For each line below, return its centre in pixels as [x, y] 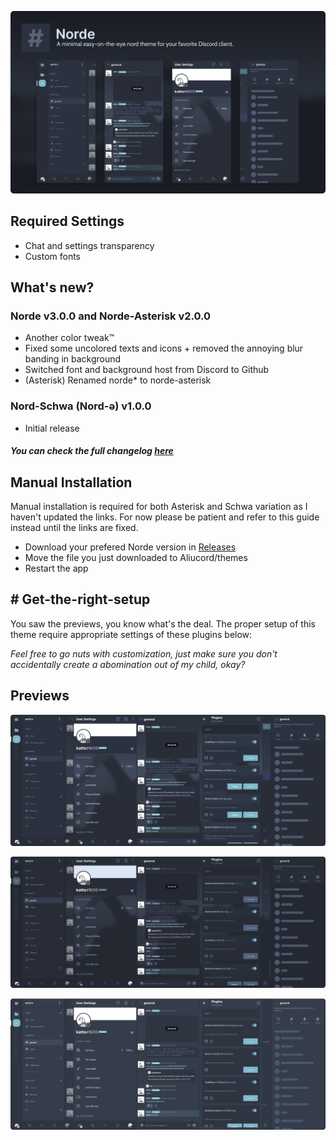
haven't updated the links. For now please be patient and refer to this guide [165, 517]
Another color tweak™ [69, 338]
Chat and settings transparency [89, 245]
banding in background [73, 359]
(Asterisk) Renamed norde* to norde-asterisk [118, 380]
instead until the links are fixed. [74, 528]
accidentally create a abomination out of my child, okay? [128, 664]
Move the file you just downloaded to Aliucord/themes [136, 558]
